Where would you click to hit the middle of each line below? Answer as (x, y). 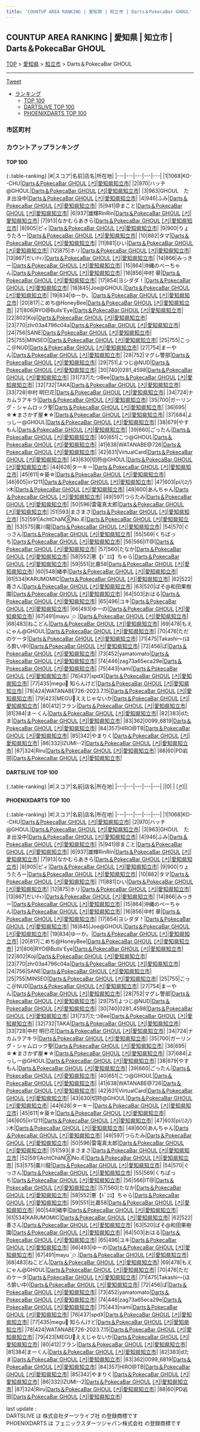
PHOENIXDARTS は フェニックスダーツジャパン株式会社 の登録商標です (94, 1423)
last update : (21, 1408)
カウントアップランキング (43, 147)
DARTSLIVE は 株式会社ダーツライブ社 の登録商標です (72, 1415)
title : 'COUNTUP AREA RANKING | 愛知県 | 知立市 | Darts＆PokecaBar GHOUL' (99, 12)
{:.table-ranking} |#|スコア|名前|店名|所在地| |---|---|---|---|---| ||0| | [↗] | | (97, 786)
